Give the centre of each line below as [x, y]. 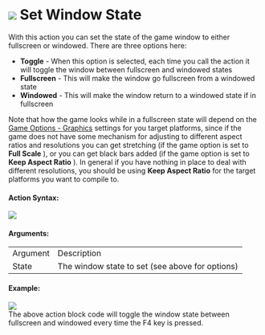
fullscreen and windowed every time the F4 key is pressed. [106, 322]
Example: [24, 288]
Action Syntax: [34, 198]
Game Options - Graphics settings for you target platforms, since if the [125, 128]
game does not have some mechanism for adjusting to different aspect [125, 136]
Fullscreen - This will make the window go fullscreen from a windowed [137, 78]
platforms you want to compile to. [64, 179]
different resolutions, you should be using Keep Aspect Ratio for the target [132, 170]
